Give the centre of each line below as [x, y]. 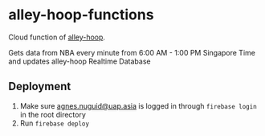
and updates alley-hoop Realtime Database [79, 61]
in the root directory [53, 114]
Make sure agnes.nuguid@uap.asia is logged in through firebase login [138, 105]
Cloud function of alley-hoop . [57, 37]
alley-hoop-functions [81, 15]
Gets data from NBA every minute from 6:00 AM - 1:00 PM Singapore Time [132, 52]
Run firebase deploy [55, 123]
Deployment [40, 87]
